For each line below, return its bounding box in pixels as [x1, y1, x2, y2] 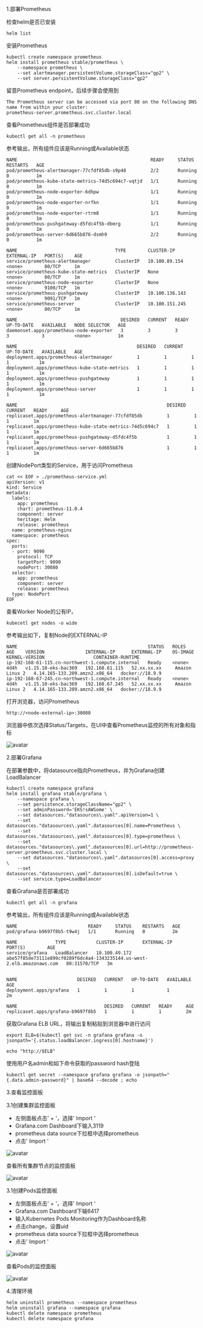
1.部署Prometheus [6, 5, 52, 12]
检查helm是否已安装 [6, 18, 57, 26]
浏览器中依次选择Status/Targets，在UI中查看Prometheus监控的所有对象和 [6, 722, 190, 728]
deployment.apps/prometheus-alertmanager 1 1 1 [6, 354, 194, 360]
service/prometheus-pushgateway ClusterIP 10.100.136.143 [6, 290, 187, 296]
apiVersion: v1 [6, 479, 45, 485]
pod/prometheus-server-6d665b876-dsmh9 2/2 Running [6, 232, 198, 238]
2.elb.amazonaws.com [6, 960, 59, 967]
